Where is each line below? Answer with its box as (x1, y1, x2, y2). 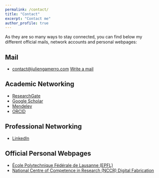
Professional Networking (5, 122, 82, 131)
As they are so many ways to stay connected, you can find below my (5, 34, 143, 40)
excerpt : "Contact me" (5, 16, 51, 21)
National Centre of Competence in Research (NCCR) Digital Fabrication (12, 167, 154, 173)
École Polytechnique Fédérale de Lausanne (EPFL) (12, 162, 113, 168)
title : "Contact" (5, 12, 40, 16)
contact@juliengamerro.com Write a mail (12, 66, 94, 72)
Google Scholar (12, 98, 44, 104)
